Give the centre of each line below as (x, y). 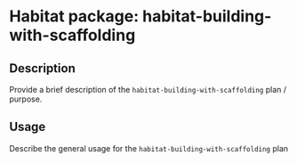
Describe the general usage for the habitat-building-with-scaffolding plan (149, 148)
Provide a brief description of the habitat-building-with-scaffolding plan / (148, 90)
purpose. (26, 99)
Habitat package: (74, 16)
